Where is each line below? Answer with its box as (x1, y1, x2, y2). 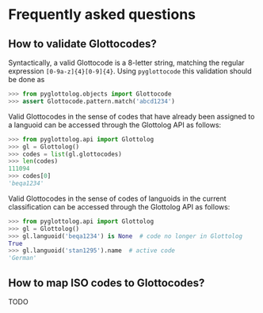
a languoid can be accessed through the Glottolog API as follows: (8, 120, 222, 130)
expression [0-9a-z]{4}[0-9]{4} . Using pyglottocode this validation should (8, 66, 252, 76)
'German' (8, 255, 37, 262)
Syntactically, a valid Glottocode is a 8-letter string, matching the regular (8, 58, 245, 67)
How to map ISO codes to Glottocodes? (8, 276, 205, 289)
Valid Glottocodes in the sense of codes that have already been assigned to (8, 111, 255, 121)
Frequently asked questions (8, 6, 196, 24)
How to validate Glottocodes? (8, 37, 157, 51)
